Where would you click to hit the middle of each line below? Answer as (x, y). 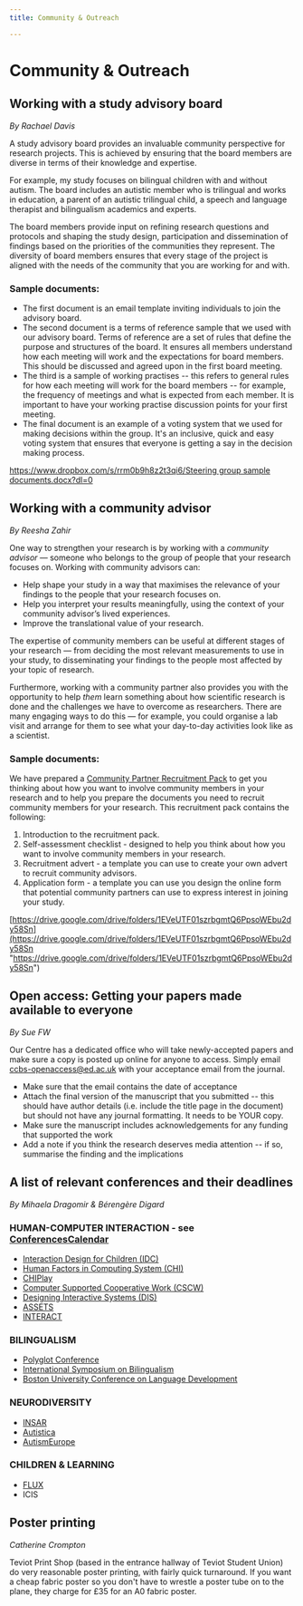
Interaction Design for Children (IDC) (90, 1258)
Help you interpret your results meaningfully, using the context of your (153, 604)
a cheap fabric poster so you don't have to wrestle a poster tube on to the (147, 1582)
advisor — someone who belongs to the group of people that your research (150, 557)
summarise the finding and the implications (103, 1154)
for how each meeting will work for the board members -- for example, (154, 385)
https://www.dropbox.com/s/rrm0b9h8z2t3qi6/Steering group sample (140, 470)
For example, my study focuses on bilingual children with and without (138, 180)
